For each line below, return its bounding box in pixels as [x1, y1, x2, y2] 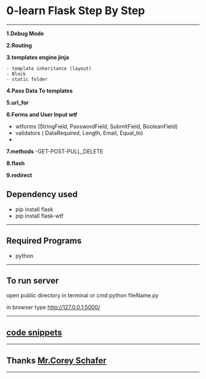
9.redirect [6, 171, 32, 179]
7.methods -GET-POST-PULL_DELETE [6, 147, 104, 155]
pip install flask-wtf [15, 212, 64, 219]
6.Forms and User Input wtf [6, 111, 78, 118]
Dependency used [6, 189, 78, 200]
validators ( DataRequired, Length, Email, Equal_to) [15, 129, 143, 136]
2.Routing [6, 41, 32, 49]
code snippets [6, 327, 63, 338]
